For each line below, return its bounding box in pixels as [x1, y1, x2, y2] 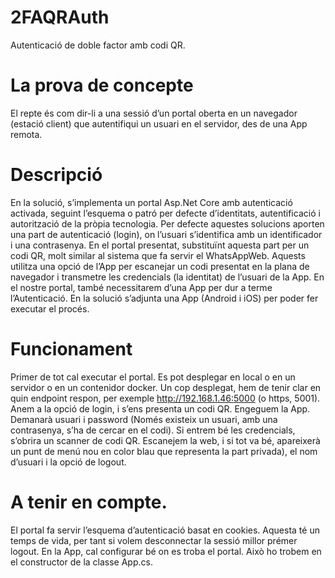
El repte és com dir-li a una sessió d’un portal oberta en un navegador [10, 107, 298, 119]
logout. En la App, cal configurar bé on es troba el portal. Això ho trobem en [10, 545, 322, 557]
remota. [10, 128, 43, 140]
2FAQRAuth [10, 6, 110, 29]
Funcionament [10, 338, 133, 360]
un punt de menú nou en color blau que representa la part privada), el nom [10, 445, 318, 457]
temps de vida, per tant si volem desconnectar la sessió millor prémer [10, 534, 298, 546]
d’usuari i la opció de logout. [10, 456, 127, 468]
